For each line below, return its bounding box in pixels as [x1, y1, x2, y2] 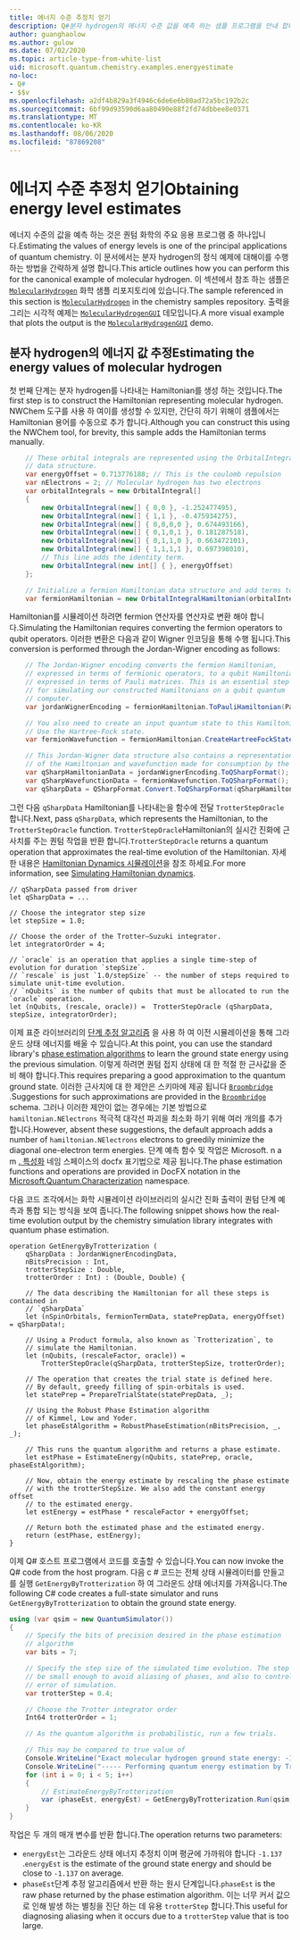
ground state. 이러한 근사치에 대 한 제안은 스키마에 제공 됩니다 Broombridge [9, 1081, 274, 1091]
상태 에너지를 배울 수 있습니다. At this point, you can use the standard [25, 1038, 272, 1049]
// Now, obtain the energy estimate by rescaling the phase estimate [25, 1476, 290, 1485]
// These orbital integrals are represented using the [25, 453, 234, 463]
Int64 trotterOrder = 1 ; [25, 1713, 118, 1722]
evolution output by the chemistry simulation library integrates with [27, 1215, 274, 1225]
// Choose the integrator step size [9, 908, 146, 917]
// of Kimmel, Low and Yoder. [25, 1413, 138, 1423]
